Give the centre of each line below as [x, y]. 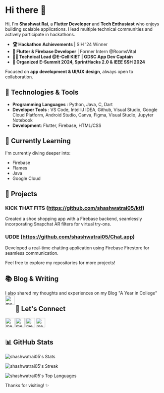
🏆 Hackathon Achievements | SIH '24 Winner [60, 44]
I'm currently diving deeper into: [38, 153]
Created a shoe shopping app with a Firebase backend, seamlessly [74, 219]
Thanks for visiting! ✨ [27, 385]
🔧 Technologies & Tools [42, 92]
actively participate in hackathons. [40, 34]
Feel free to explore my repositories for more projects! [60, 263]
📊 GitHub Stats [29, 342]
